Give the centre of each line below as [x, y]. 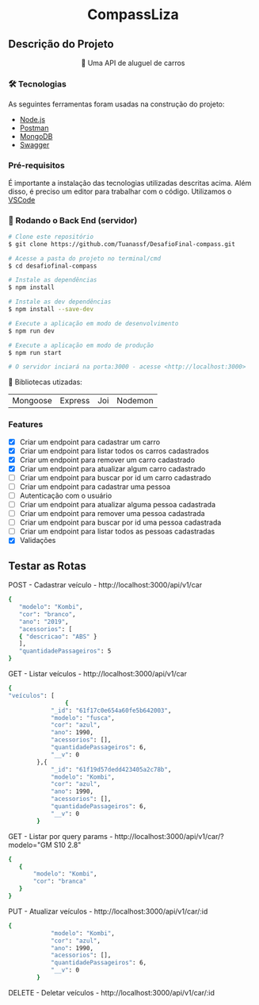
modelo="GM [30, 845]
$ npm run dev [32, 331]
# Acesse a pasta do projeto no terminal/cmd [84, 258]
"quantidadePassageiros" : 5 [65, 651]
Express [75, 401]
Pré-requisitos [36, 166]
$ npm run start [35, 352]
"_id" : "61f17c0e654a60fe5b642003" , [111, 710]
